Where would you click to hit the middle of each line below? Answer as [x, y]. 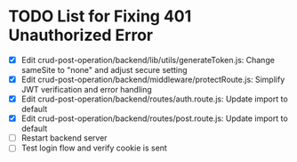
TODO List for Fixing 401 [100, 16]
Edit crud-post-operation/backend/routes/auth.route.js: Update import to [154, 99]
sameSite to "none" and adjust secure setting [104, 70]
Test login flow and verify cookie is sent [94, 148]
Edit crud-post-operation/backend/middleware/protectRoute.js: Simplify [153, 79]
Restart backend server [64, 138]
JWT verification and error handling [86, 90]
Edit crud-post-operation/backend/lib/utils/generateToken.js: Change [148, 60]
